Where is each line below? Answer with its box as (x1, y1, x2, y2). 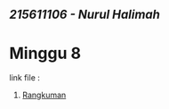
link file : (9, 72, 40, 83)
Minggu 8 (9, 43, 82, 63)
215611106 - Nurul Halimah (9, 7, 160, 22)
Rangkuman (21, 89, 67, 101)
